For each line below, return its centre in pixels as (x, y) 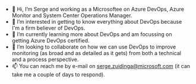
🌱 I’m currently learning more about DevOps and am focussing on (92, 34)
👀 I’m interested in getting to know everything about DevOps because (97, 22)
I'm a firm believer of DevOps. (48, 28)
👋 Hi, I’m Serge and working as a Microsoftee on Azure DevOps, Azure (98, 9)
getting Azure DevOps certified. (51, 41)
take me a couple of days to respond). (58, 75)
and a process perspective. (45, 59)
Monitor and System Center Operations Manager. (72, 15)
